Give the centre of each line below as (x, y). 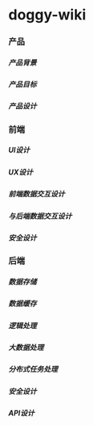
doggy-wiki (47, 15)
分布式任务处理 (33, 369)
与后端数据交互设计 (40, 216)
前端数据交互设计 (37, 194)
